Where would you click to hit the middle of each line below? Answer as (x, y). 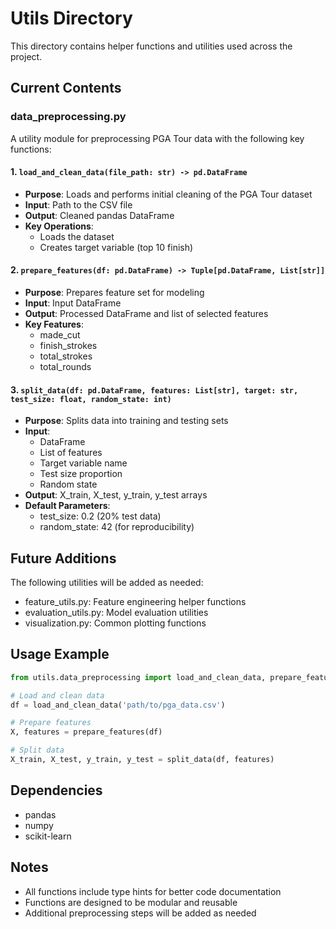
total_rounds (65, 367)
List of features (71, 453)
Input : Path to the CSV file (78, 204)
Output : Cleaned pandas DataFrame (99, 215)
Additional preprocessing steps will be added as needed (140, 913)
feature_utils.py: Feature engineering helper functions (135, 602)
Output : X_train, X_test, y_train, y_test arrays (116, 495)
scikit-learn (48, 836)
